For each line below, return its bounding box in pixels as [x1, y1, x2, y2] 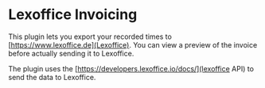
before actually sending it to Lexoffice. [8, 48, 134, 58]
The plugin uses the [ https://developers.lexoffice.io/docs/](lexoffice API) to [8, 63, 255, 73]
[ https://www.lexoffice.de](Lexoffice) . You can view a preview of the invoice [8, 40, 258, 49]
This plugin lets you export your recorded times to [8, 32, 173, 41]
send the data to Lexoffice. [8, 72, 96, 82]
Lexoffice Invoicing [8, 6, 138, 24]
